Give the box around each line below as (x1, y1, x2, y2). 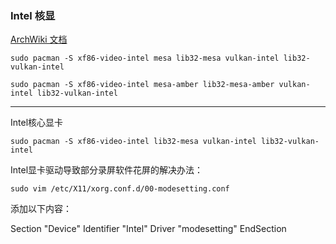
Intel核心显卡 (10, 117, 64, 129)
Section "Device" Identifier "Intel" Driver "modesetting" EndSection (10, 223, 287, 235)
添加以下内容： (10, 203, 72, 215)
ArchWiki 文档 (10, 33, 68, 46)
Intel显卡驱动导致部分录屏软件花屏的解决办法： (10, 164, 204, 176)
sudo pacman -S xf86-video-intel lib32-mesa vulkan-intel (10, 137, 257, 147)
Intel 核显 (10, 8, 56, 22)
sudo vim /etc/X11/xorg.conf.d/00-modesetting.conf (10, 184, 230, 194)
